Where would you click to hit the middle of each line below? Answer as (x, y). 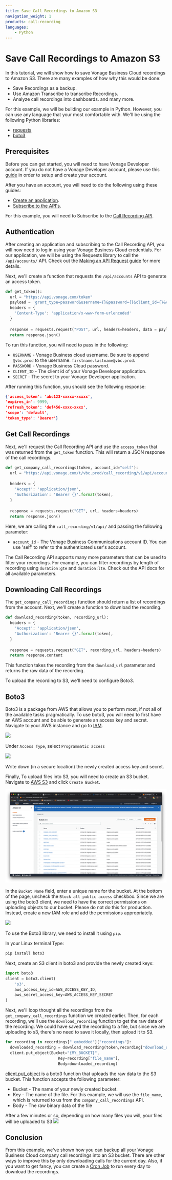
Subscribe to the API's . (37, 206)
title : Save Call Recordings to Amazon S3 (51, 11)
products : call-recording (33, 22)
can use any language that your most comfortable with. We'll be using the (83, 115)
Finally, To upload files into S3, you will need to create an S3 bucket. (77, 777)
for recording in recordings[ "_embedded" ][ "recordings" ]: (68, 1042)
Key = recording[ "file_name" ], (89, 1058)
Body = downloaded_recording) (88, 1064)
